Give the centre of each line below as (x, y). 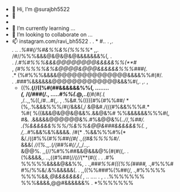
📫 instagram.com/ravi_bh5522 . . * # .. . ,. (63, 41)
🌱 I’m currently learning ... (44, 28)
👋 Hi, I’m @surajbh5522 (41, 9)
